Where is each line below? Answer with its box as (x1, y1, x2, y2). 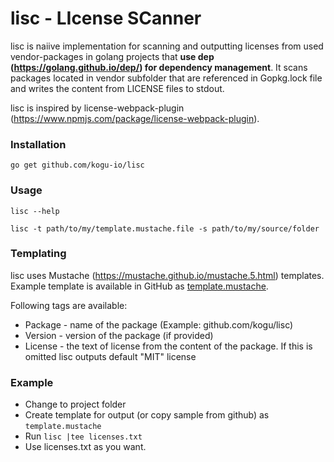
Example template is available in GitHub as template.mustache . (10, 280, 269, 292)
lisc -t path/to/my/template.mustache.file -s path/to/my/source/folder (10, 223, 320, 234)
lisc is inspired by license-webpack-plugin (10, 102, 185, 114)
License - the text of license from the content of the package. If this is (24, 340, 313, 352)
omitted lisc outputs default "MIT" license (24, 350, 197, 362)
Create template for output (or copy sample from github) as (24, 409, 270, 421)
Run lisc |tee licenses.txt (24, 430, 143, 442)
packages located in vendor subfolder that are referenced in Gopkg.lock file (10, 72, 323, 84)
